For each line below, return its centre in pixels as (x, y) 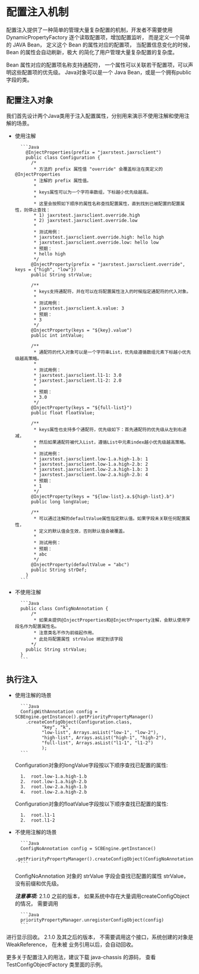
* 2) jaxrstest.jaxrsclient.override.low (86, 220)
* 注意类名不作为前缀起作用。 (65, 633)
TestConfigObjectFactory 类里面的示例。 (56, 964)
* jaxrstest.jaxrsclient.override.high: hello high (99, 237)
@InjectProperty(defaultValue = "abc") (80, 564)
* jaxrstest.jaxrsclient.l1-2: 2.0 (78, 380)
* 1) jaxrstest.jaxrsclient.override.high (87, 215)
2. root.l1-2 (38, 820)
